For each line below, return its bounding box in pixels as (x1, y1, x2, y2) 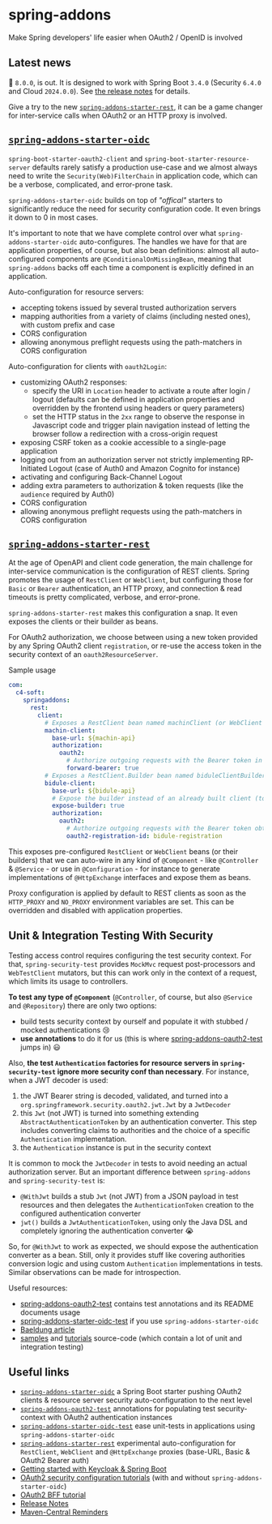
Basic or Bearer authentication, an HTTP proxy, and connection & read (8, 584, 243, 594)
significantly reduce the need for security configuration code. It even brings (8, 204, 261, 213)
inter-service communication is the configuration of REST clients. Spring (8, 566, 249, 577)
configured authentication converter (19, 1208, 142, 1218)
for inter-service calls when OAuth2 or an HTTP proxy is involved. (8, 110, 228, 120)
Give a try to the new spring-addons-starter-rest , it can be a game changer (8, 101, 263, 111)
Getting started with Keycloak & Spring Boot (19, 1464, 168, 1474)
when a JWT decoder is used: (8, 1075, 108, 1084)
